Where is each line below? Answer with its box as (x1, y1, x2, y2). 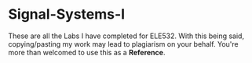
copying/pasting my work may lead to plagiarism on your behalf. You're (8, 39, 239, 48)
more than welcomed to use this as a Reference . (8, 47, 166, 57)
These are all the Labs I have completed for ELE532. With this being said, (8, 31, 245, 40)
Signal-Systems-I (8, 5, 126, 23)
